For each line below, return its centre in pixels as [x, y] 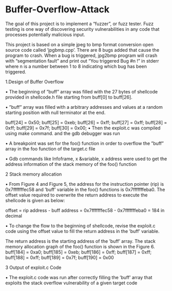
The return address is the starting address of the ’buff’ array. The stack [80, 241]
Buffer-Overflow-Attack [58, 9]
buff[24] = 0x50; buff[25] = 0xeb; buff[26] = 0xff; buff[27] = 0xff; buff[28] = [86, 122]
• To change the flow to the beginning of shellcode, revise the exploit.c [80, 226]
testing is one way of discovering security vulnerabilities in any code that [82, 29]
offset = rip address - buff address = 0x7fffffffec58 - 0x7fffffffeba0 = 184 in [85, 210]
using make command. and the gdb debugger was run [63, 133]
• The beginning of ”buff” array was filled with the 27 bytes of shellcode [82, 91]
